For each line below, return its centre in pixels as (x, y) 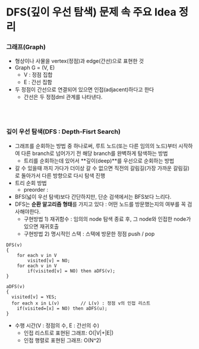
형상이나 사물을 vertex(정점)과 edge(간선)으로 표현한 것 (79, 61)
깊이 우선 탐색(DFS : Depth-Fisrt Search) (63, 132)
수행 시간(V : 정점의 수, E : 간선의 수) (57, 325)
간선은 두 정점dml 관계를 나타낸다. (63, 97)
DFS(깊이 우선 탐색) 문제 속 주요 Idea (91, 12)
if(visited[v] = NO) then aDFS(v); (72, 271)
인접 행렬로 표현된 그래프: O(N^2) (62, 340)
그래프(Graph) (26, 47)
